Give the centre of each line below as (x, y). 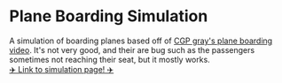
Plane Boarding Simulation (109, 16)
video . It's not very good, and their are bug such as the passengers (132, 49)
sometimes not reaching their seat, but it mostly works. (110, 59)
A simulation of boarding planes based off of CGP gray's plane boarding (141, 41)
